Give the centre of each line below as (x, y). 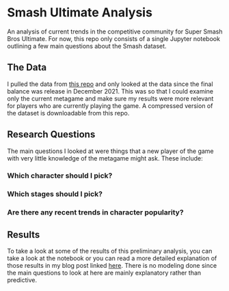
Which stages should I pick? (55, 194)
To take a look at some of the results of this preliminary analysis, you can (110, 251)
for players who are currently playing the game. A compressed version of (110, 106)
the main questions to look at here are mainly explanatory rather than (104, 273)
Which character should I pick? (60, 176)
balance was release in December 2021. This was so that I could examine (110, 91)
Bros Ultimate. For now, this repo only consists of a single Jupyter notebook (114, 38)
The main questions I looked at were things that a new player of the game (110, 151)
